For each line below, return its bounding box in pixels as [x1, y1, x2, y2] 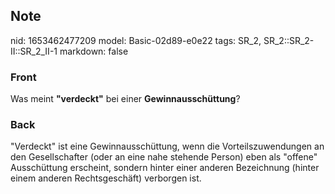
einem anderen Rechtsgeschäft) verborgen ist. [10, 172, 202, 184]
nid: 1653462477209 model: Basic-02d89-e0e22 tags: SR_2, [10, 34, 262, 46]
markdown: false [59, 45, 129, 57]
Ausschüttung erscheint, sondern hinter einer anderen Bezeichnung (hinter [10, 162, 320, 174]
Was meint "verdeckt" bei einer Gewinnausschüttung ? [10, 93, 241, 105]
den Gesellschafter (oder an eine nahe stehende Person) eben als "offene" [10, 151, 318, 163]
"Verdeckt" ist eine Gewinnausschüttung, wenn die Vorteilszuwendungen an [10, 140, 325, 153]
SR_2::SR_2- [263, 34, 315, 46]
